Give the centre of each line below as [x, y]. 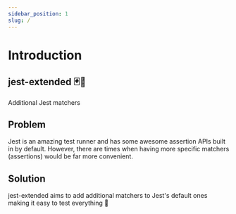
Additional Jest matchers [44, 102]
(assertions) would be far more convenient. [70, 156]
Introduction [45, 55]
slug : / [19, 20]
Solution [27, 178]
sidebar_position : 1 [38, 14]
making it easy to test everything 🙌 [58, 203]
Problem [27, 124]
